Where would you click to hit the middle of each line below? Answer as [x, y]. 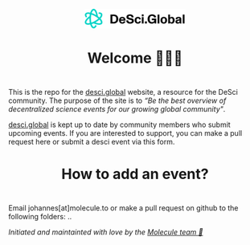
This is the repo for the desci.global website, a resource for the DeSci [123, 92]
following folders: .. [40, 217]
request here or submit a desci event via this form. [92, 142]
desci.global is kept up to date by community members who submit [119, 125]
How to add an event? [135, 174]
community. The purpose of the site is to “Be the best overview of [117, 100]
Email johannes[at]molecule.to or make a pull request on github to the [123, 208]
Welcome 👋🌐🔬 [135, 58]
